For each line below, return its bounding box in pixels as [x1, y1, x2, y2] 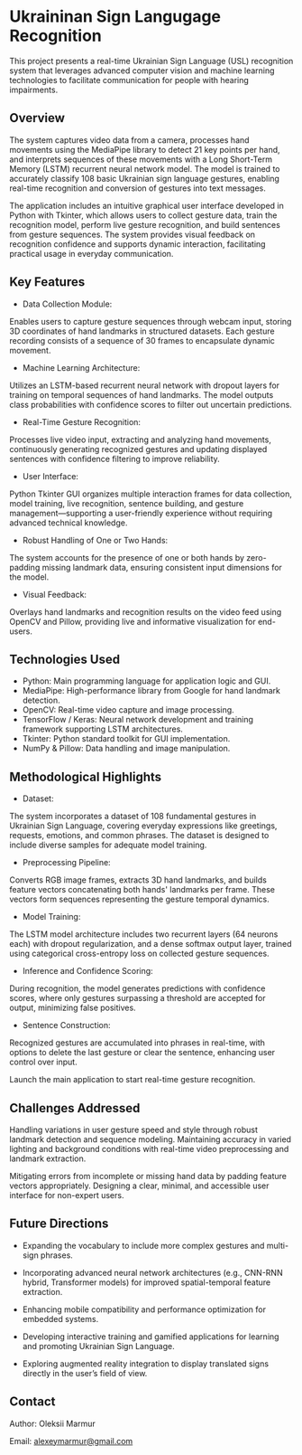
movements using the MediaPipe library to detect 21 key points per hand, [9, 144, 281, 155]
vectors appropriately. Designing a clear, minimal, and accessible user [9, 1180, 270, 1191]
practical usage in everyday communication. [9, 248, 174, 259]
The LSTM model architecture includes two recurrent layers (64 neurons [9, 929, 279, 940]
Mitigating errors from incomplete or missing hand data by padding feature [9, 1171, 287, 1181]
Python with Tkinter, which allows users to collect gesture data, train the [9, 210, 278, 221]
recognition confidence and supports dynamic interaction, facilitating [9, 238, 266, 250]
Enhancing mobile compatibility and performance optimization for [22, 1304, 267, 1315]
